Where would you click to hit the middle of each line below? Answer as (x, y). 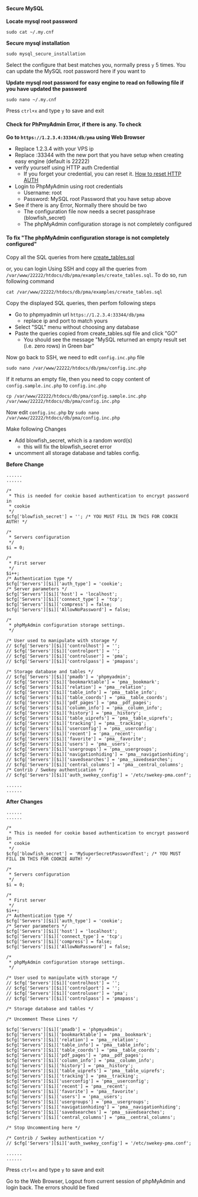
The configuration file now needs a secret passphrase (89, 212)
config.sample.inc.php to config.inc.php (56, 385)
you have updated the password (46, 89)
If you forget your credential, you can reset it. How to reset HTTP (103, 174)
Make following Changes (36, 429)
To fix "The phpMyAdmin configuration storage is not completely (88, 238)
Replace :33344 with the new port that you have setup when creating (99, 155)
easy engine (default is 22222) (52, 161)
